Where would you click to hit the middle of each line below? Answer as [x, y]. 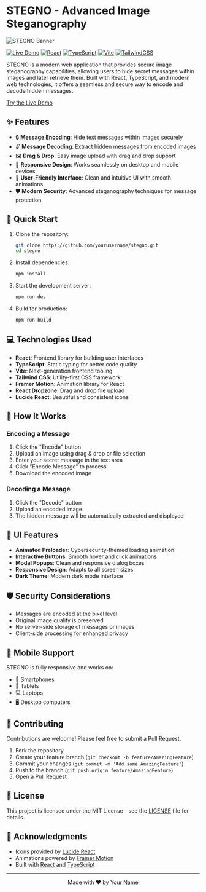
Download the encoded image [53, 473]
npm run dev [30, 297]
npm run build [33, 320]
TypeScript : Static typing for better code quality [76, 364]
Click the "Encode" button [48, 447]
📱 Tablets [27, 686]
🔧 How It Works [36, 416]
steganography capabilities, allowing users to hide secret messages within [100, 71]
